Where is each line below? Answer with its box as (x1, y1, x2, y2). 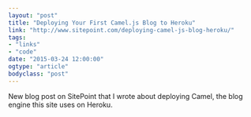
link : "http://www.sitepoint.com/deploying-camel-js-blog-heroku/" (8, 26, 235, 34)
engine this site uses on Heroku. (8, 100, 113, 109)
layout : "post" (8, 11, 58, 20)
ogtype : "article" (8, 63, 69, 71)
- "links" (8, 41, 41, 49)
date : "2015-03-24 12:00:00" (8, 56, 104, 64)
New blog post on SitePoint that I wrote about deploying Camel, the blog (8, 91, 243, 101)
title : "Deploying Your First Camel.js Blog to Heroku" (8, 19, 196, 27)
